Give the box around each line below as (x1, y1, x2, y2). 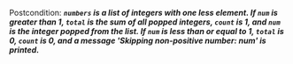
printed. (9, 45, 40, 55)
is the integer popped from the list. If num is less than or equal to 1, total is (9, 26, 285, 36)
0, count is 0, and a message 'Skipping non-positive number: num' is (9, 35, 267, 46)
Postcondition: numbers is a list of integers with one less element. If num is (9, 8, 279, 18)
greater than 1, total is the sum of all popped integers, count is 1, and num (9, 17, 281, 27)
